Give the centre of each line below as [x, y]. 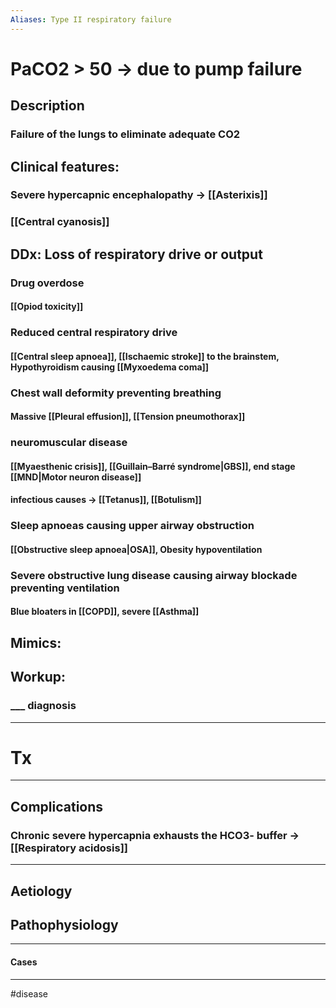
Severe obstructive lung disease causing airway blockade [154, 575]
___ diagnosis [43, 706]
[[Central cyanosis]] [60, 222]
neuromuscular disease [69, 443]
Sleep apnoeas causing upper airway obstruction [132, 526]
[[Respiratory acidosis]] [69, 848]
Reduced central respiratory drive [94, 333]
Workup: [38, 677]
